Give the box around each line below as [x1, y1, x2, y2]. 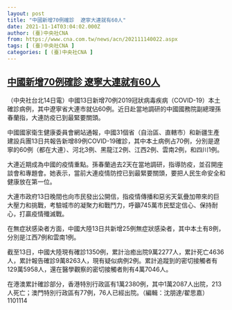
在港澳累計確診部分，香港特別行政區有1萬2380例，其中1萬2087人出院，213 [7, 279, 222, 288]
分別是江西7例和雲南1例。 [7, 233, 80, 241]
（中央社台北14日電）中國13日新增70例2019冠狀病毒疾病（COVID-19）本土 [7, 96, 221, 104]
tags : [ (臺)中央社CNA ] [7, 42, 75, 49]
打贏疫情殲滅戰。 [19, 209, 68, 218]
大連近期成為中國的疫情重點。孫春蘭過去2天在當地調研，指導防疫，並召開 [7, 160, 217, 169]
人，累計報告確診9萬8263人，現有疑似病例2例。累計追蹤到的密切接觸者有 [7, 256, 218, 264]
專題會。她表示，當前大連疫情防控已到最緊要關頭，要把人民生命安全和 [25, 169, 226, 177]
